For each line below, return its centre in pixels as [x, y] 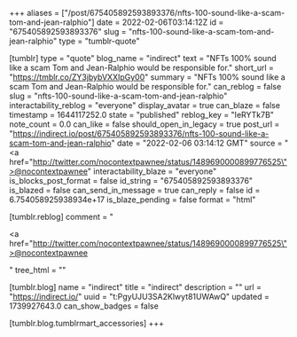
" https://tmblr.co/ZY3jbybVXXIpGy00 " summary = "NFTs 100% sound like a [147, 77]
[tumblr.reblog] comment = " [61, 217]
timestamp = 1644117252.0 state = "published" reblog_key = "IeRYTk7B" [142, 115]
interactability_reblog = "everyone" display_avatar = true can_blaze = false [145, 105]
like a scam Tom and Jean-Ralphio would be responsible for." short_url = [142, 67]
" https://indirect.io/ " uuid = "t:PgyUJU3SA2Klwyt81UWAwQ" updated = [140, 297]
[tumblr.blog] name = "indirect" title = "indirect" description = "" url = [135, 287]
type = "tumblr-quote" [99, 41]
